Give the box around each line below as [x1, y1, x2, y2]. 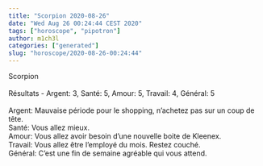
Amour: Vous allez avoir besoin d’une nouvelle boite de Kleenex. [8, 131, 222, 141]
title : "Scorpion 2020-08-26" [8, 11, 111, 20]
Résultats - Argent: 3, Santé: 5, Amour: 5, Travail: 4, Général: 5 [8, 89, 215, 98]
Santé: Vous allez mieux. [8, 122, 90, 132]
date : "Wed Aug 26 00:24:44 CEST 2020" [8, 19, 143, 27]
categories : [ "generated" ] [8, 42, 99, 50]
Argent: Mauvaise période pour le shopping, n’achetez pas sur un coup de [8, 106, 255, 115]
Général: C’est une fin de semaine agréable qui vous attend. [8, 148, 207, 158]
